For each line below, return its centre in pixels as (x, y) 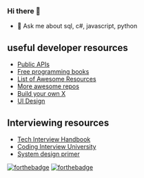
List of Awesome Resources (56, 79)
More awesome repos (48, 86)
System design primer (49, 154)
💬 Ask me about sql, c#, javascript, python (77, 26)
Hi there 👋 (24, 11)
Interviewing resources (58, 122)
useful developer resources (68, 48)
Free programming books (53, 72)
